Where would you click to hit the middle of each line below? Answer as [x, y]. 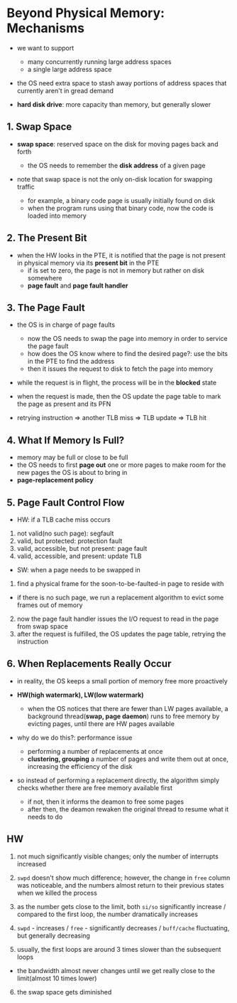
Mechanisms [45, 28]
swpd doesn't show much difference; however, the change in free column [123, 878]
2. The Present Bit [47, 238]
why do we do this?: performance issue [75, 737]
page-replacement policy [55, 480]
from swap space [42, 626]
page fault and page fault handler [78, 285]
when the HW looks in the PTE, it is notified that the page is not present [121, 255]
